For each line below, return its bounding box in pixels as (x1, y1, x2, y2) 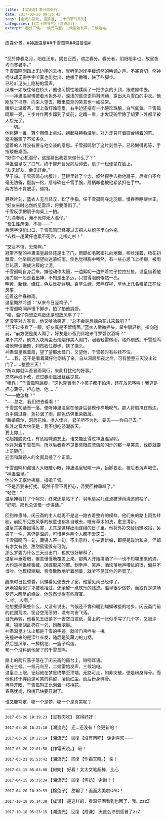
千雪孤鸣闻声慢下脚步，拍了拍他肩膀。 (5, 306, 83, 312)
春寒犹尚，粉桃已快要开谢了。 (5, 688, 66, 694)
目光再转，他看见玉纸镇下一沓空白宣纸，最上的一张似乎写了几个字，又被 (5, 616, 152, 622)
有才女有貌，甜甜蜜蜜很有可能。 (5, 543, 70, 550)
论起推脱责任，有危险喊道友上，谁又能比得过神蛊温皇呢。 (5, 436, 122, 442)
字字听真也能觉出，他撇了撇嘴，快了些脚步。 (26, 74, 118, 80)
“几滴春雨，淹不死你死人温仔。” (5, 215, 68, 221)
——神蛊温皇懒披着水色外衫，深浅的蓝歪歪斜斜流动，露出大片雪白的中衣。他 (5, 93, 161, 99)
